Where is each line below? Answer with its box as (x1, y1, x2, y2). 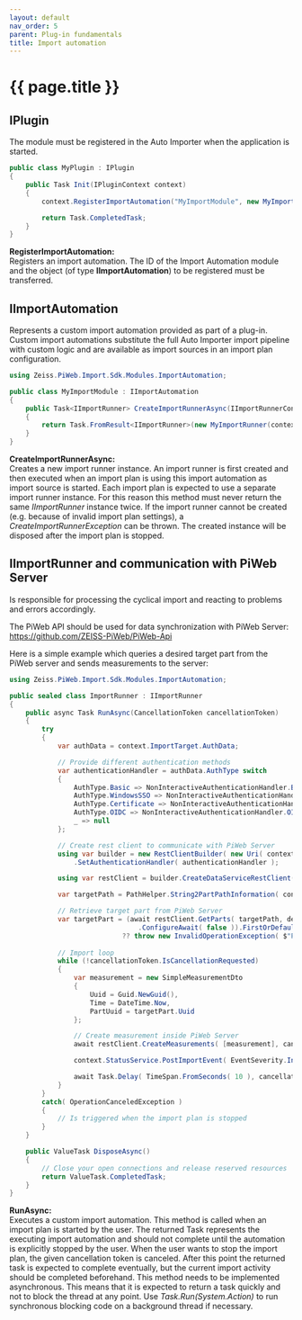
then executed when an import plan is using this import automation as (9, 473, 268, 484)
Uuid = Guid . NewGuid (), (89, 990, 179, 999)
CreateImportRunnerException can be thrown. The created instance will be (9, 521, 287, 532)
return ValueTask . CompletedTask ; (41, 1172, 167, 1181)
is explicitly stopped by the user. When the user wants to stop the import (9, 1244, 279, 1254)
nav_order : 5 (9, 22, 58, 31)
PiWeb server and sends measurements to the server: (9, 658, 209, 669)
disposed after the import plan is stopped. (9, 530, 164, 541)
